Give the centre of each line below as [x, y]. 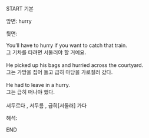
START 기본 [20, 9]
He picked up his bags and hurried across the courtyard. [75, 65]
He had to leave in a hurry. [38, 85]
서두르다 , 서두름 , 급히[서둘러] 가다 [47, 105]
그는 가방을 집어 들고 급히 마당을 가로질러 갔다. [59, 72]
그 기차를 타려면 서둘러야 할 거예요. [46, 52]
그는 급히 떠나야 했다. [30, 92]
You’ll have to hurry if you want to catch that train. [67, 45]
